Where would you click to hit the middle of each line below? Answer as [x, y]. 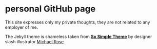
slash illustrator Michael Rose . [35, 41]
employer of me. [21, 27]
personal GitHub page [50, 9]
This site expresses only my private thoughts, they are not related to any [78, 22]
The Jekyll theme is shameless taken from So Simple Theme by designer [78, 37]
